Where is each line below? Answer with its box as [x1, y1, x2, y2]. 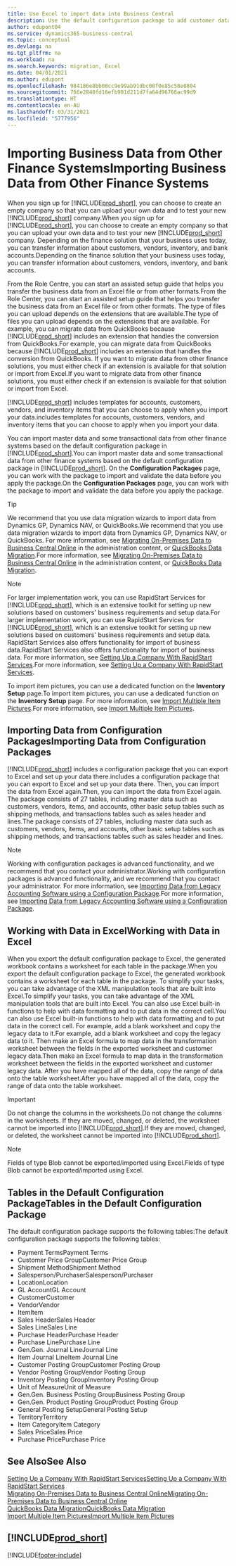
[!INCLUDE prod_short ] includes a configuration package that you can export [7, 765, 228, 773]
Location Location [17, 1278, 68, 1287]
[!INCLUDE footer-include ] [7, 1551, 82, 1559]
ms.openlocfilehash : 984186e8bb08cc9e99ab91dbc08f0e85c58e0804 [7, 82, 197, 89]
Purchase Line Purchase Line [17, 1338, 100, 1346]
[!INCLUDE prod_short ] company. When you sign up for [7, 213, 164, 222]
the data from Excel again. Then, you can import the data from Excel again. [7, 788, 223, 796]
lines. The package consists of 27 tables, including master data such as [7, 817, 213, 826]
